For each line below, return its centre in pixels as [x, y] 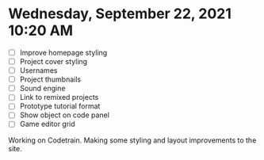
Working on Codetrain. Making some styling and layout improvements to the [132, 140]
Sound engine [42, 89]
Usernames [38, 70]
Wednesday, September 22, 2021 [120, 14]
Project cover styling [54, 61]
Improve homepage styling [63, 52]
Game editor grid [47, 124]
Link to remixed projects [59, 97]
